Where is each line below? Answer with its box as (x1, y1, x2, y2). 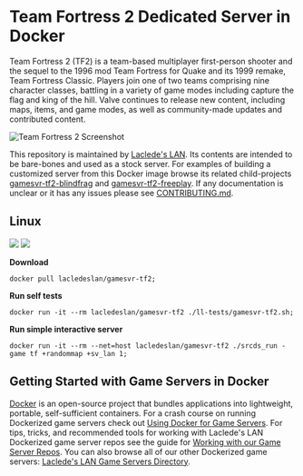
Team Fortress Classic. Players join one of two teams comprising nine (9, 74, 270, 85)
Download (9, 256, 49, 267)
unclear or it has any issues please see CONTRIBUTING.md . (9, 187, 234, 198)
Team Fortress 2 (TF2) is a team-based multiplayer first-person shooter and (9, 55, 293, 66)
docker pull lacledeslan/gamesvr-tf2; (9, 274, 156, 283)
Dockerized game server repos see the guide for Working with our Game (9, 436, 281, 447)
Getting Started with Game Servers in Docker (9, 374, 269, 390)
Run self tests (9, 290, 63, 301)
